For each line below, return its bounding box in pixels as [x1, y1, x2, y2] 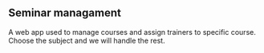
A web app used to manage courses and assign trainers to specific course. [8, 27, 257, 36]
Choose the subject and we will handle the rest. [8, 36, 166, 45]
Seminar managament [8, 6, 122, 20]
